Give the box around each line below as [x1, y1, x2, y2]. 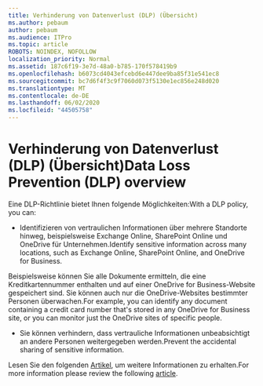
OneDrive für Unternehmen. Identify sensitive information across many [19, 239, 247, 249]
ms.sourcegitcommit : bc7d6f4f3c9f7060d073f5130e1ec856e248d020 [8, 77, 220, 85]
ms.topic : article [8, 41, 68, 49]
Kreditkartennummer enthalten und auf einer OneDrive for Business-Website [8, 279, 256, 289]
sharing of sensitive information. [19, 344, 124, 354]
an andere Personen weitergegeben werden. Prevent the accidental [19, 337, 237, 346]
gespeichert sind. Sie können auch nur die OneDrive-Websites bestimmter [8, 288, 249, 297]
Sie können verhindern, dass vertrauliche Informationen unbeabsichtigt [19, 328, 250, 337]
